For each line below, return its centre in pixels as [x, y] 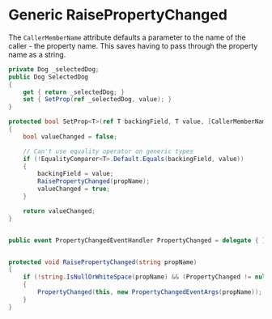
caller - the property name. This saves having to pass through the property [133, 45]
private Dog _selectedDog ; [54, 69]
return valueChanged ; [59, 211]
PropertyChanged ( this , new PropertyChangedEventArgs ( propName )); [150, 292]
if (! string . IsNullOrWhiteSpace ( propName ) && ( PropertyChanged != [137, 277]
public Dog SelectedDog [49, 77]
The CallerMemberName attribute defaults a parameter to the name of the [127, 37]
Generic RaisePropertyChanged [118, 15]
